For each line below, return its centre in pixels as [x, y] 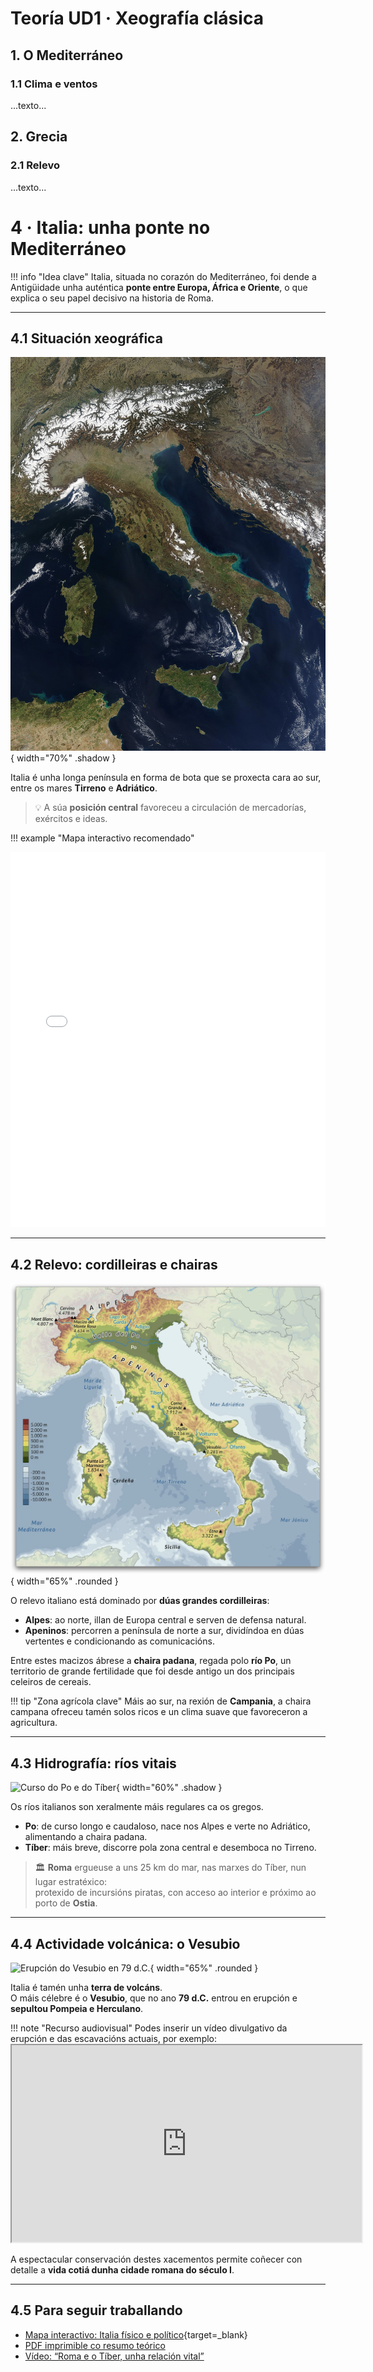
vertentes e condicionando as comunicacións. [119, 1641]
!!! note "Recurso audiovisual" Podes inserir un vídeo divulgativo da [149, 2028]
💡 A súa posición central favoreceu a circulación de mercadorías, [170, 808]
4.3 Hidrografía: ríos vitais [93, 1763]
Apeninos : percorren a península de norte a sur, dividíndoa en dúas [164, 1631]
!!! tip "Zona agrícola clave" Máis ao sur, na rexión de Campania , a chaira [161, 1701]
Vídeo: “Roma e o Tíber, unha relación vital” [114, 2356]
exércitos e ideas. [71, 819]
